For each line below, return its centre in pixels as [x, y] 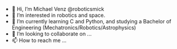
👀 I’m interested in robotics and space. [58, 15]
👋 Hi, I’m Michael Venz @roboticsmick [58, 9]
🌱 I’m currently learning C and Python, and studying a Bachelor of [91, 21]
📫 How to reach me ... [39, 40]
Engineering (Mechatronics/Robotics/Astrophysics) [74, 27]
